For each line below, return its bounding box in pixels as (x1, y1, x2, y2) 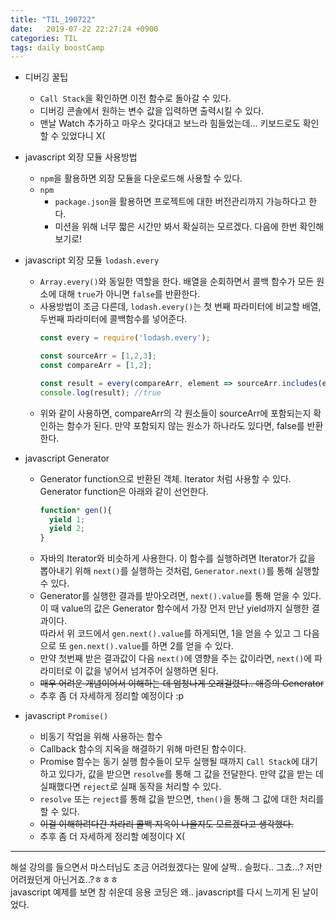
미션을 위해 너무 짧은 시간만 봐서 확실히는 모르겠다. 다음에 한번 (54, 221, 298, 233)
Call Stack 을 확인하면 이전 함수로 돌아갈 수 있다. (39, 92, 232, 105)
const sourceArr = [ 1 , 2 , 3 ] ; (39, 351, 157, 361)
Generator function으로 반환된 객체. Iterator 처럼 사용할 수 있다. (39, 472, 292, 485)
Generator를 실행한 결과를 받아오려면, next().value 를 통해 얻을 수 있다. (39, 590, 322, 602)
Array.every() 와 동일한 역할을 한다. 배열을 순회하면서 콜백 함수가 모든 (39, 276, 315, 288)
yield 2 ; (48, 524, 86, 534)
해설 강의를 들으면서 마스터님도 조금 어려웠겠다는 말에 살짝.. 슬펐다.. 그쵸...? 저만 (10, 861, 323, 873)
